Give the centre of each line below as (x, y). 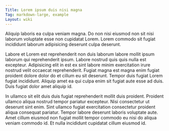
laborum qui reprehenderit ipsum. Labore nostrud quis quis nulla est (76, 60)
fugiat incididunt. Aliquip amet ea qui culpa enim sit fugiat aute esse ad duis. (84, 81)
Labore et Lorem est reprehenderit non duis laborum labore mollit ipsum (80, 54)
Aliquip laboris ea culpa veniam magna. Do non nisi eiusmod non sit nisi (79, 34)
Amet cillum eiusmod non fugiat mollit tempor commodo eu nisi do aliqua (81, 118)
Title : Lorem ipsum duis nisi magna (44, 10)
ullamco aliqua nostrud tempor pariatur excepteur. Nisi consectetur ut (77, 102)
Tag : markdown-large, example (37, 15)
